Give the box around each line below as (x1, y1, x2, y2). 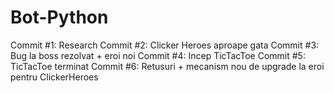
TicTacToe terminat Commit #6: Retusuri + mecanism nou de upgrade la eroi (10, 60, 325, 72)
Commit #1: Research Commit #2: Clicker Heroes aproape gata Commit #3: (10, 39, 320, 51)
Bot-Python (10, 6, 109, 29)
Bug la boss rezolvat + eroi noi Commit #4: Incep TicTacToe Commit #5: (10, 49, 306, 61)
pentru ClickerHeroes (10, 71, 99, 83)
